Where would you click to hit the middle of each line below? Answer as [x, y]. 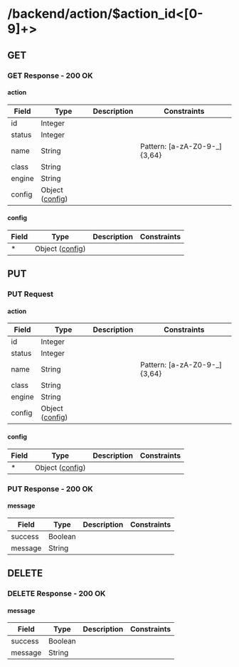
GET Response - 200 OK [50, 75]
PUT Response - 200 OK [51, 488]
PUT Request [31, 294]
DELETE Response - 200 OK [57, 594]
